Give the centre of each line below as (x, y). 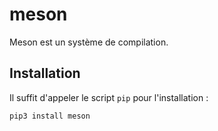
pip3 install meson (50, 116)
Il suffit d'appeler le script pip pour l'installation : (109, 97)
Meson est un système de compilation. (89, 42)
